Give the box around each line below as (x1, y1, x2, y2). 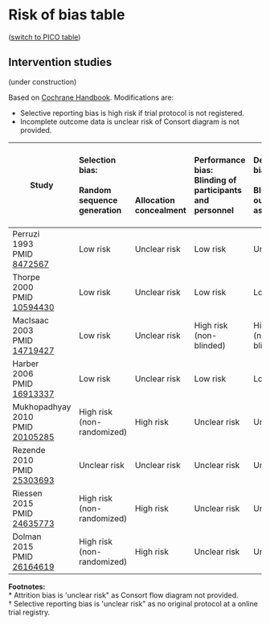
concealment (135, 204, 186, 216)
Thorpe (12, 271, 40, 282)
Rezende (12, 444, 46, 455)
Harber (12, 358, 39, 369)
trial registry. (8, 607, 51, 617)
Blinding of (194, 175, 237, 186)
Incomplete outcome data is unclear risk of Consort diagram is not (19, 117, 239, 126)
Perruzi (12, 228, 40, 239)
